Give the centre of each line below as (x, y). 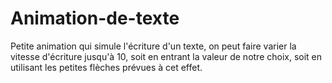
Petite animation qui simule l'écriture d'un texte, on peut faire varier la (153, 46)
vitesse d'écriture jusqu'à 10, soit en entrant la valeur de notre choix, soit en (166, 56)
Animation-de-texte (95, 18)
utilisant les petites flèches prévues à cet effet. (106, 67)
